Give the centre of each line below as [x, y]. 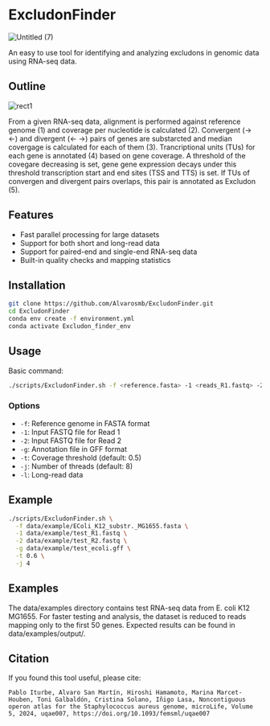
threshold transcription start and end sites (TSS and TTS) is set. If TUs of [129, 172]
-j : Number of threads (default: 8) [76, 466]
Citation [29, 658]
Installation [37, 285]
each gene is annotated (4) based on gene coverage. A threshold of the [127, 155]
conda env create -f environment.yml [72, 319]
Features [31, 215]
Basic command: [36, 371]
